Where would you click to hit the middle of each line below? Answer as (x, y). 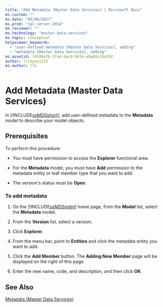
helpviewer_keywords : (28, 43)
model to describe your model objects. (45, 120)
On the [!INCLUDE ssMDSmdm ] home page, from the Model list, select (85, 207)
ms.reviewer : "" (22, 29)
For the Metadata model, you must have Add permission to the (77, 168)
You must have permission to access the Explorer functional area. (80, 158)
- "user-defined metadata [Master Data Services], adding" (73, 47)
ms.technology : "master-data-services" (47, 33)
